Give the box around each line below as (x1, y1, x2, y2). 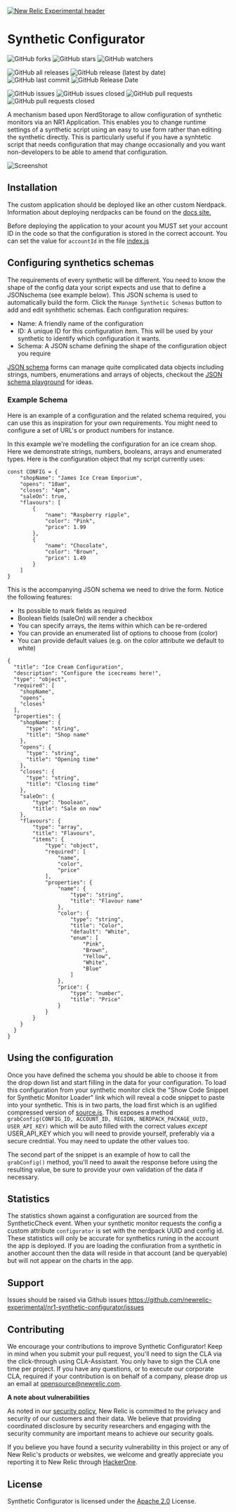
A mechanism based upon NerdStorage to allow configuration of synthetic (7, 110, 223, 119)
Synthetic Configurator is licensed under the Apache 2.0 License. (7, 1497, 197, 1505)
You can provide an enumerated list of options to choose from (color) (17, 628, 218, 637)
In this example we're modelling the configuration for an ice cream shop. (7, 440, 217, 448)
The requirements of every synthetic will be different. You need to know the (7, 275, 226, 284)
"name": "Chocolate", (44, 542, 109, 549)
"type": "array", (32, 823, 83, 830)
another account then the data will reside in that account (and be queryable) (7, 1249, 228, 1257)
